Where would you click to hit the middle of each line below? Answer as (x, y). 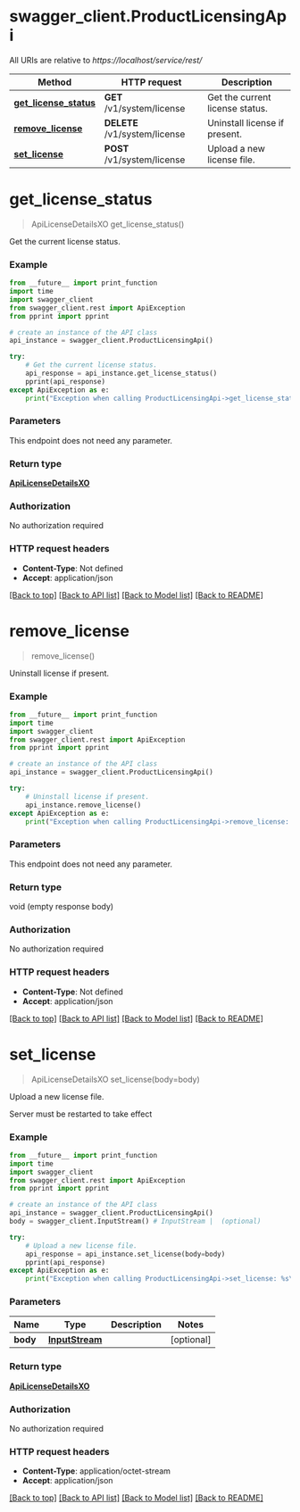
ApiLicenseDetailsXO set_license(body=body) (115, 1079)
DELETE (121, 122)
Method (55, 82)
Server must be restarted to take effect (81, 1114)
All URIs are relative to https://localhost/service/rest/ (106, 60)
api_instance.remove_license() (83, 805)
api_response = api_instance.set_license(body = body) (125, 1254)
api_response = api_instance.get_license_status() (121, 374)
